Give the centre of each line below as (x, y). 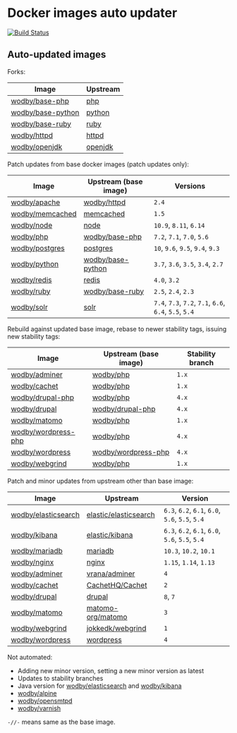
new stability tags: (34, 336)
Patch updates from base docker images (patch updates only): (98, 164)
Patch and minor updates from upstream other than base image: (101, 481)
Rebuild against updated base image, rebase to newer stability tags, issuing (117, 328)
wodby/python (35, 264)
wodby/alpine (37, 693)
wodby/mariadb (37, 550)
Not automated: (30, 657)
